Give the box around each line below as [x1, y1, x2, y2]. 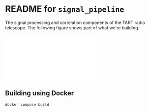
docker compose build [5, 102, 50, 107]
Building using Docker [5, 89, 74, 97]
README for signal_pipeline [5, 3, 124, 15]
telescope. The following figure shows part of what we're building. [5, 24, 140, 30]
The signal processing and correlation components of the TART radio [5, 20, 145, 25]
